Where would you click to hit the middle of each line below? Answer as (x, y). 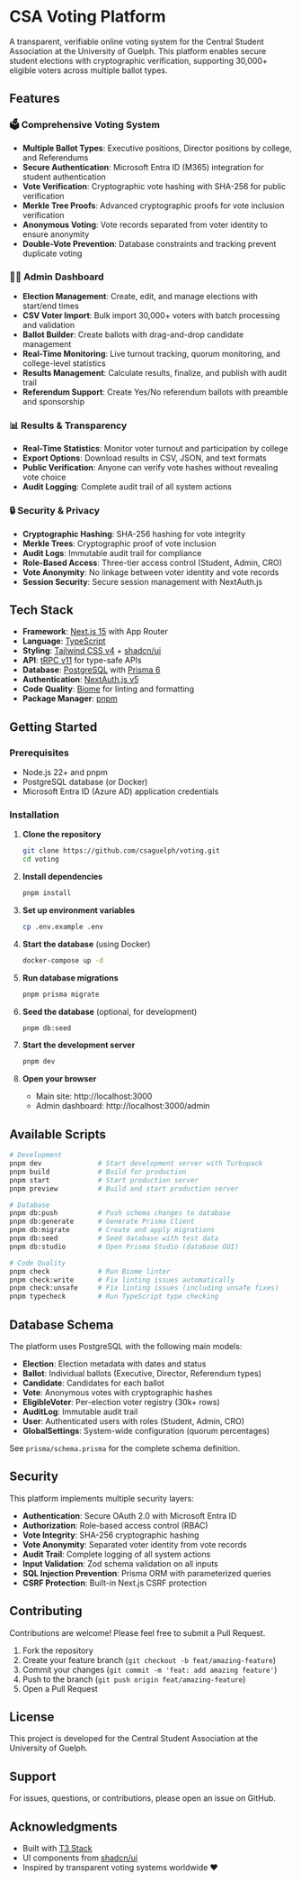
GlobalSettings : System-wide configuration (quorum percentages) (146, 1430)
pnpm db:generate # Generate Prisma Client (102, 1222)
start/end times (50, 306)
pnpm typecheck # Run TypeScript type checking (114, 1297)
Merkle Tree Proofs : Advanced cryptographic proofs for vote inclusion (153, 206)
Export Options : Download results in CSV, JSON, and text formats (144, 458)
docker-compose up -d (62, 960)
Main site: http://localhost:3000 (94, 1096)
